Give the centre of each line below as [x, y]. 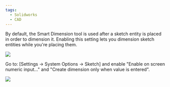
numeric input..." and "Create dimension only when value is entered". [78, 70]
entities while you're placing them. [41, 45]
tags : [11, 10]
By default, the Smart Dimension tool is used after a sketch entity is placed [83, 34]
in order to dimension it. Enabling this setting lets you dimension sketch [80, 39]
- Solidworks [24, 15]
